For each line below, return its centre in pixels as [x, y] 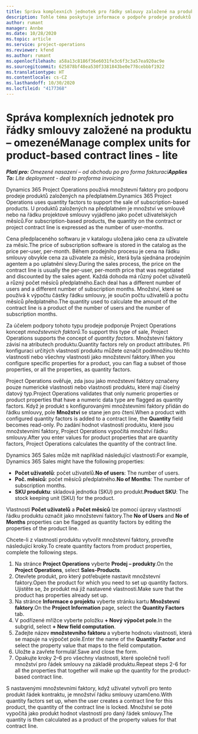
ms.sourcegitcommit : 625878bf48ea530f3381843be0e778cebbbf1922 [85, 66]
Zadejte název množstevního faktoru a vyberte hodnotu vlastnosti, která [103, 632]
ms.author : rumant [29, 56]
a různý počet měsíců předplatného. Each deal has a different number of [93, 282]
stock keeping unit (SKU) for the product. [65, 498]
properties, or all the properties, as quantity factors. [69, 369]
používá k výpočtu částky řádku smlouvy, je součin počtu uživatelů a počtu [97, 295]
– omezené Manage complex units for [98, 143]
